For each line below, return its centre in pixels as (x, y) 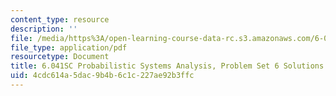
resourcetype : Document (60, 57)
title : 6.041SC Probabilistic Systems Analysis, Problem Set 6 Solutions (167, 66)
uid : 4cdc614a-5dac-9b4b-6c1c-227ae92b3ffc (102, 76)
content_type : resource (60, 19)
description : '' (44, 29)
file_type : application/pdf (69, 47)
